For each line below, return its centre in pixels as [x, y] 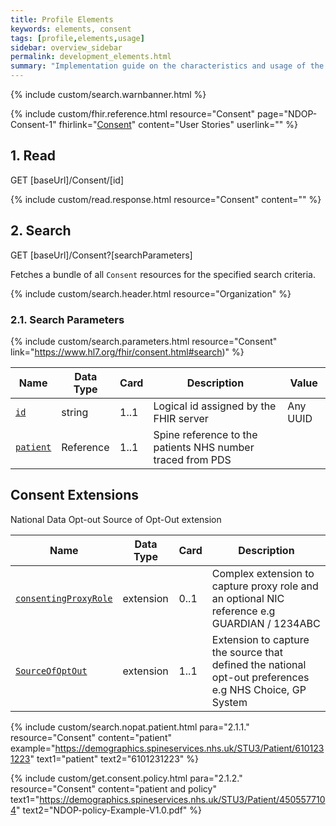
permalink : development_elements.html [91, 57]
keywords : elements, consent [71, 29]
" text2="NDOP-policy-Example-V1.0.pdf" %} [109, 810]
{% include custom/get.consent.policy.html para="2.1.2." [126, 778]
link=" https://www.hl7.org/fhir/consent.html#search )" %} [127, 352]
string [75, 412]
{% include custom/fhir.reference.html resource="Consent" [133, 114]
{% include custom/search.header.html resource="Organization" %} [151, 293]
